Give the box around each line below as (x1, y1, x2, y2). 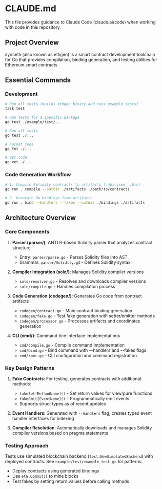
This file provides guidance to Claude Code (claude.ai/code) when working (5, 19, 156, 25)
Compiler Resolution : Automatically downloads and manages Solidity (12, 425, 152, 430)
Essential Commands (5, 76, 71, 85)
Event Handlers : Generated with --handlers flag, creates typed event (12, 410, 152, 416)
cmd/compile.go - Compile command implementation (19, 342, 125, 348)
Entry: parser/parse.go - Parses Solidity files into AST (19, 254, 128, 260)
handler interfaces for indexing (12, 415, 74, 421)
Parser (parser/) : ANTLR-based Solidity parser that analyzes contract (12, 239, 153, 245)
